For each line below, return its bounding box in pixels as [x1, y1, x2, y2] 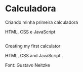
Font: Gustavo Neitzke [5, 62, 50, 68]
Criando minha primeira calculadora [5, 19, 78, 25]
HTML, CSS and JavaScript [5, 53, 61, 59]
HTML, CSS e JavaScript [5, 29, 56, 35]
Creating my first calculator [5, 43, 61, 49]
